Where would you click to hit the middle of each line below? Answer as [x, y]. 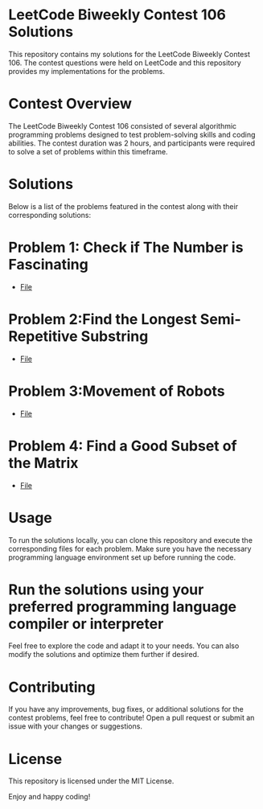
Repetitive [43, 336]
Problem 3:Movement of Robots [117, 391]
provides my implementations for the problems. [87, 71]
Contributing [52, 687]
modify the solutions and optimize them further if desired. [104, 655]
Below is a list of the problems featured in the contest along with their [123, 206]
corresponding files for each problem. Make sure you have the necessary [130, 548]
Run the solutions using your [106, 589]
